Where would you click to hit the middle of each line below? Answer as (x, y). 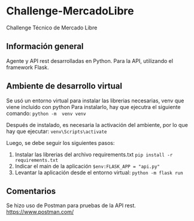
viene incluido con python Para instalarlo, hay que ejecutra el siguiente (93, 107)
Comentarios (31, 191)
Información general (45, 46)
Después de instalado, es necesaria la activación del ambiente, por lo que (97, 125)
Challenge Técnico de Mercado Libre (52, 28)
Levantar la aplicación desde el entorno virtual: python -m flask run (99, 172)
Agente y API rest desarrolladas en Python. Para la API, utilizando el (90, 60)
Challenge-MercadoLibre (70, 11)
